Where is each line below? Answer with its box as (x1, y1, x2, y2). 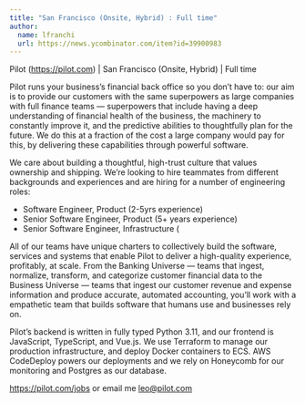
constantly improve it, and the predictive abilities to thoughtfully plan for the (9, 120, 293, 131)
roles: (9, 186, 31, 197)
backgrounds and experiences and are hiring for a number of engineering (9, 177, 285, 188)
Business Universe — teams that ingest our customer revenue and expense (9, 280, 292, 291)
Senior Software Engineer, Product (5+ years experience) (22, 213, 239, 224)
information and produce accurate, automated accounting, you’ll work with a (9, 289, 297, 301)
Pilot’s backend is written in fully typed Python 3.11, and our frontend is (9, 326, 275, 337)
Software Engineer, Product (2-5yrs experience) (22, 204, 203, 215)
